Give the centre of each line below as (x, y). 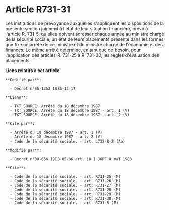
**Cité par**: (20, 124)
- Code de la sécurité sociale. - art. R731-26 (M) (65, 181)
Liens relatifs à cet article (32, 70)
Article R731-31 (38, 9)
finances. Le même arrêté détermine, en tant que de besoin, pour (73, 50)
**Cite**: (16, 168)
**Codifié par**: (23, 80)
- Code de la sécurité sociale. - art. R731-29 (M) (65, 194)
